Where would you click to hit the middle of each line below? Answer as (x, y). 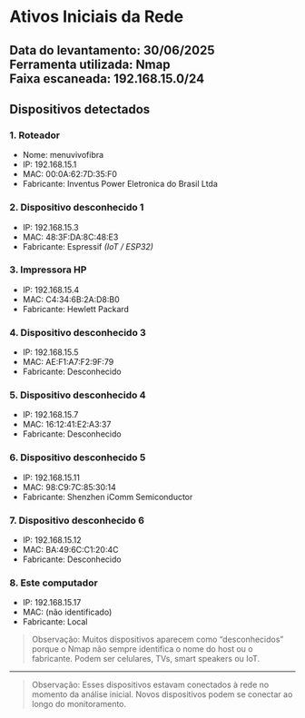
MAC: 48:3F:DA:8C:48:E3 (70, 237)
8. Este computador (54, 583)
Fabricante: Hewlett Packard (76, 309)
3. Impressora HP (48, 270)
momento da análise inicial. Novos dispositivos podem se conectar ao (162, 694)
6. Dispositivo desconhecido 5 (78, 457)
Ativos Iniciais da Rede (97, 17)
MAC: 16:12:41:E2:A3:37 (67, 425)
